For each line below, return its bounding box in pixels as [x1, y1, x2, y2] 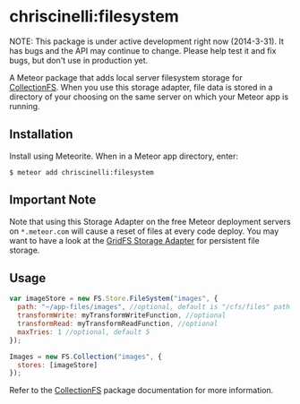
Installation [9, 127, 73, 142]
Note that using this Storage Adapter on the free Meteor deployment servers [9, 216, 291, 227]
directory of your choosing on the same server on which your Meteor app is [9, 91, 289, 102]
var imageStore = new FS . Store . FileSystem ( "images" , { [9, 294, 219, 304]
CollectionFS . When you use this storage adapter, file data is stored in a [9, 82, 273, 92]
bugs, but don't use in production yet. [9, 55, 149, 65]
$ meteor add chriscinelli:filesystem [9, 168, 154, 176]
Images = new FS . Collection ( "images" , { [9, 352, 163, 361]
